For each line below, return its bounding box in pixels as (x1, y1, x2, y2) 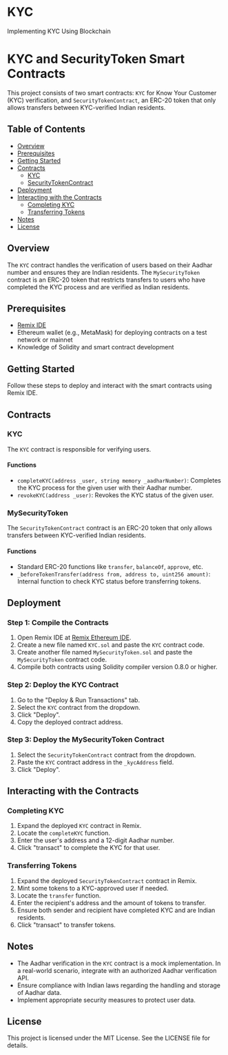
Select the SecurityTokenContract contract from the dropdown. (17, 751, 196, 759)
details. (7, 1041, 28, 1049)
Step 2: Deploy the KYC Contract (7, 680, 119, 690)
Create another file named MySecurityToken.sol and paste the (17, 648, 193, 657)
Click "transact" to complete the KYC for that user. (17, 844, 160, 852)
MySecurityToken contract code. (17, 655, 107, 664)
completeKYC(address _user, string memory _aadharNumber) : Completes (17, 476, 222, 485)
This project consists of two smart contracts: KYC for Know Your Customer (7, 88, 217, 97)
